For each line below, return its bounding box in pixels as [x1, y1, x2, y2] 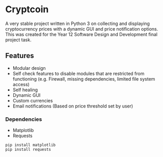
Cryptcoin [5, 4, 49, 15]
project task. [5, 37, 32, 43]
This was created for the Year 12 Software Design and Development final [5, 31, 158, 37]
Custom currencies [12, 97, 53, 103]
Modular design [12, 65, 46, 71]
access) [12, 81, 30, 87]
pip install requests [5, 147, 51, 152]
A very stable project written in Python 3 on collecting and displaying [5, 20, 150, 27]
